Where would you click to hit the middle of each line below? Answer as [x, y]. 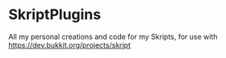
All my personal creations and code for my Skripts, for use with [113, 37]
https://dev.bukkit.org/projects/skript [70, 44]
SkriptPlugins [55, 15]
